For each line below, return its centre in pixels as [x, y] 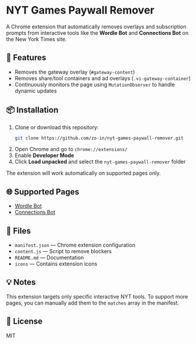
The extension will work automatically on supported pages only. [83, 173]
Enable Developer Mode [44, 155]
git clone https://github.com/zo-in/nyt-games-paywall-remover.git [99, 138]
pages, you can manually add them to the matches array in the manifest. [93, 303]
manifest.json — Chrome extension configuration [75, 245]
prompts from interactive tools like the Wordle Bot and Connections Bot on [97, 32]
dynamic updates [36, 91]
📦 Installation [32, 110]
